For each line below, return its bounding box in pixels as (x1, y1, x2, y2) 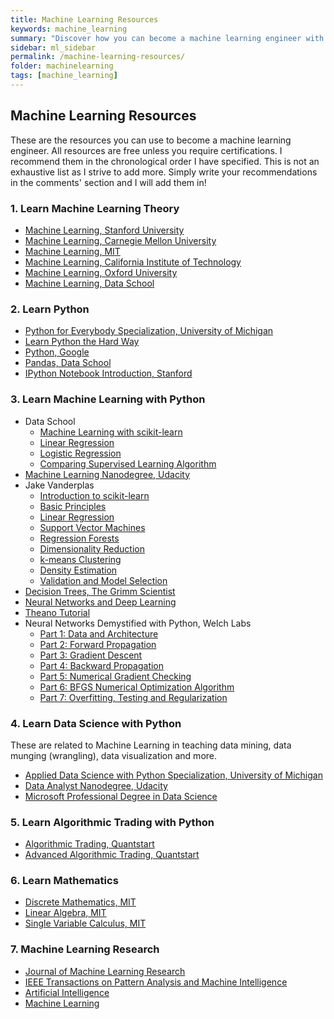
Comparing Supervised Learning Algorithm (39, 457, 217, 470)
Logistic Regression (39, 447, 122, 459)
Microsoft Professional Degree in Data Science (24, 790, 218, 802)
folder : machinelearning (10, 61, 114, 71)
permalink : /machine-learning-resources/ (10, 52, 186, 62)
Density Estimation (39, 564, 118, 576)
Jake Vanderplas (24, 479, 95, 491)
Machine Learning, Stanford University (24, 224, 185, 236)
